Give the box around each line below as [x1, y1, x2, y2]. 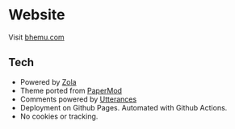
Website [8, 6, 65, 24]
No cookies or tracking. [19, 111, 99, 121]
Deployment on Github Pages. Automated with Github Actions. [19, 102, 228, 112]
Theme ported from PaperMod [19, 85, 123, 95]
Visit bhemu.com [8, 32, 65, 42]
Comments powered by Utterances [19, 94, 137, 104]
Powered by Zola [19, 77, 77, 86]
